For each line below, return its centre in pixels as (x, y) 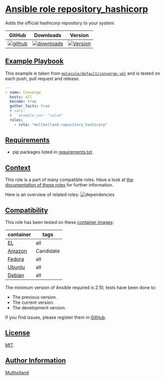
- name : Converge (23, 92)
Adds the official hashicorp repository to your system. (60, 23)
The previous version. (35, 297)
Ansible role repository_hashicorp (77, 9)
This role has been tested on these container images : (60, 222)
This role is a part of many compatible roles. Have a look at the (69, 180)
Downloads (48, 35)
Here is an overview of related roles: (42, 194)
